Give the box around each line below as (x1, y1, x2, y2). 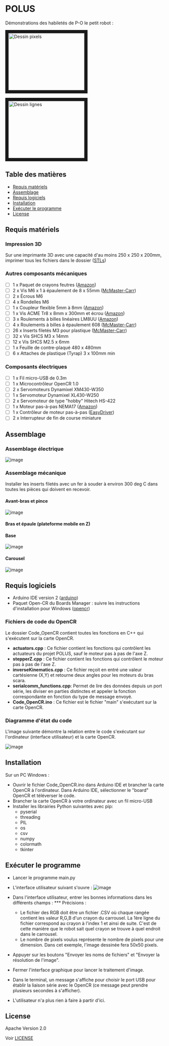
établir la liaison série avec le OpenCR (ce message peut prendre (12, 982, 148, 988)
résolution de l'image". (12, 957, 60, 963)
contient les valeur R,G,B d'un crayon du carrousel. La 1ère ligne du (20, 915, 160, 921)
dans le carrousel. (20, 931, 58, 937)
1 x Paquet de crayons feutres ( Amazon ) (12, 282, 97, 288)
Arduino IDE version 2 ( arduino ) (12, 595, 78, 601)
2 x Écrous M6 (12, 293, 43, 299)
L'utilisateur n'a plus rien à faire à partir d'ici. (12, 997, 105, 1003)
